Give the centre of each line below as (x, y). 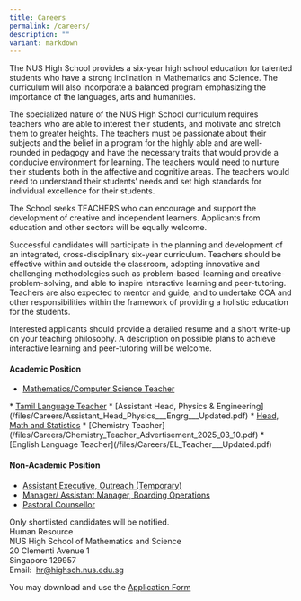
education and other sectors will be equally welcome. (108, 228)
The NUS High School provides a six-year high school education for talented (151, 68)
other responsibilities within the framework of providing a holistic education (149, 302)
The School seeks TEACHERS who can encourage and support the (133, 209)
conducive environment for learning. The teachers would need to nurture (144, 162)
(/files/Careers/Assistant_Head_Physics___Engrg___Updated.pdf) (129, 416)
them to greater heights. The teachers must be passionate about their (138, 134)
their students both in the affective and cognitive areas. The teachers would (150, 172)
